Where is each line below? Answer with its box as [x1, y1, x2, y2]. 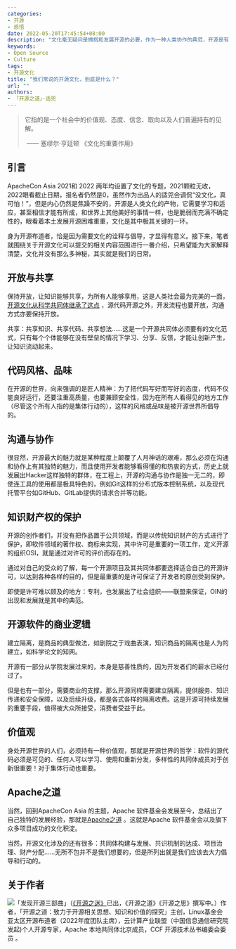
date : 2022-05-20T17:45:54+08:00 [7, 30, 105, 37]
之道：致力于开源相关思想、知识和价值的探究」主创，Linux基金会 [34, 908, 223, 916]
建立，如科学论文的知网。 [7, 647, 81, 656]
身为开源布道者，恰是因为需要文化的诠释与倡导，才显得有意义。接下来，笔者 [7, 231, 229, 240]
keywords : [7, 43, 37, 50]
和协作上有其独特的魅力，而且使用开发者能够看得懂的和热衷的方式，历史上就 [7, 462, 229, 471]
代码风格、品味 [7, 365, 72, 377]
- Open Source [7, 50, 49, 57]
